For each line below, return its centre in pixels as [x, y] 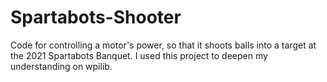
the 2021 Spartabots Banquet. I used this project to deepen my [139, 55]
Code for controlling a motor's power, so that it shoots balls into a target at [163, 45]
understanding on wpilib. [61, 66]
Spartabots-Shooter [96, 17]
